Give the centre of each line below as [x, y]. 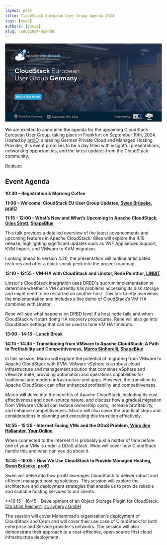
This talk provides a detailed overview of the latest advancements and [77, 233]
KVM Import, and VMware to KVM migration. [51, 248]
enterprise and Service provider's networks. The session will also [72, 526]
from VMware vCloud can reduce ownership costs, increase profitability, [80, 405]
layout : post [19, 10]
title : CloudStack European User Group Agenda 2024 [60, 16]
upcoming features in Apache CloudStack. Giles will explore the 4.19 [75, 238]
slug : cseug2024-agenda [30, 32]
